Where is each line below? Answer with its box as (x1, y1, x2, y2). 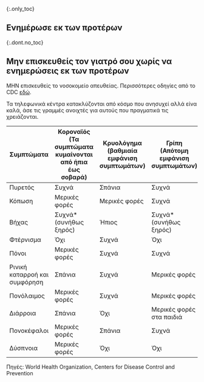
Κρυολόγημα (103, 139, 142, 147)
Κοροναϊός (57, 127, 90, 136)
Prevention (6, 369, 33, 377)
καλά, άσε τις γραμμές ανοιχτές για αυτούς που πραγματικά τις (6, 106, 169, 114)
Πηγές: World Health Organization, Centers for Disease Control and (6, 363, 175, 370)
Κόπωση (9, 196, 33, 205)
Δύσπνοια (9, 344, 38, 352)
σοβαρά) (61, 173, 87, 181)
